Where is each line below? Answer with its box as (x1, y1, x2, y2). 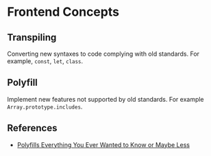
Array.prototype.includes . (7, 102, 83, 111)
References (7, 122, 58, 134)
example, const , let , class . (7, 57, 84, 65)
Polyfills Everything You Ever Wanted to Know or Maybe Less (16, 140, 190, 148)
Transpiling (7, 32, 57, 43)
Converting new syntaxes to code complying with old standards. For (7, 49, 200, 58)
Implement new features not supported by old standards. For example (7, 95, 204, 103)
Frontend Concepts (7, 4, 120, 20)
